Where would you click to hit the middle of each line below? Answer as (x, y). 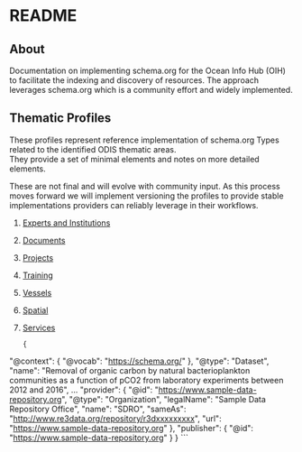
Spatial (35, 310)
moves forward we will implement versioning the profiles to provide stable (146, 196)
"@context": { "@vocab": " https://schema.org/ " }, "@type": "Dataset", (139, 361)
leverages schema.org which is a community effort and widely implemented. (151, 90)
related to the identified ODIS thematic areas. (93, 149)
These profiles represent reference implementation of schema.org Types (144, 140)
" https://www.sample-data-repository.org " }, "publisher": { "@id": (132, 428)
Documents (44, 240)
